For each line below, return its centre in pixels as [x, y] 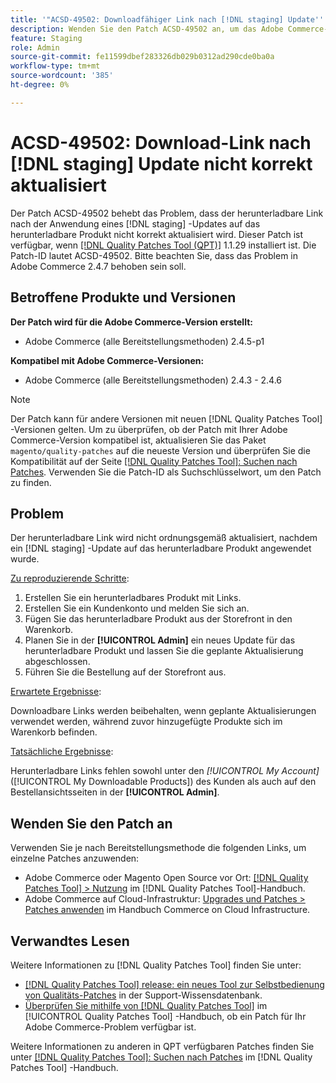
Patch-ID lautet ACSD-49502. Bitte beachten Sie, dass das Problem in [154, 255]
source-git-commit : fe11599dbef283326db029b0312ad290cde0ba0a [142, 57]
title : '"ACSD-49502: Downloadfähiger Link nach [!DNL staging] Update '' [167, 19]
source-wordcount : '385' [62, 76]
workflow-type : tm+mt [55, 66]
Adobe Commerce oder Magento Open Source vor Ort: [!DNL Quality [166, 878]
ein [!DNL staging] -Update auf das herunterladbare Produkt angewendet [161, 548]
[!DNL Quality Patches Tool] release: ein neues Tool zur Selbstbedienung [174, 984]
